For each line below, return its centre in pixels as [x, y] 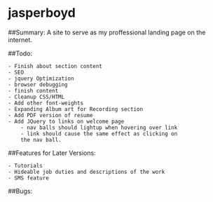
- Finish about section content [55, 66]
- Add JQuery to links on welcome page [66, 121]
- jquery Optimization [41, 79]
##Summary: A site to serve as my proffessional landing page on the [107, 32]
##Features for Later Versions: [52, 153]
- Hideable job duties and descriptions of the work [87, 172]
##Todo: [20, 53]
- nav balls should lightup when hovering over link [99, 128]
